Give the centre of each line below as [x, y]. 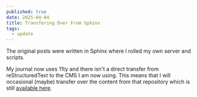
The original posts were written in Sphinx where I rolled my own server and [99, 51]
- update [22, 34]
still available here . [29, 88]
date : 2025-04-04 [28, 17]
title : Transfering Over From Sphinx [53, 23]
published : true [26, 12]
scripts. [16, 57]
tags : [13, 28]
